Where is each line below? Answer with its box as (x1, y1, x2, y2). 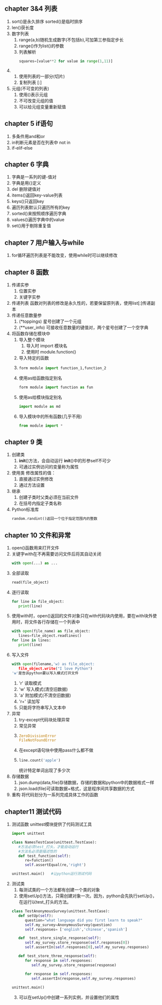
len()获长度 (11, 24, 34, 30)
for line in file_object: (11, 599, 64, 604)
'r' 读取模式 (18, 680, 42, 686)
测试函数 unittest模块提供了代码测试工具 (11, 821, 92, 827)
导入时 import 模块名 (26, 343, 68, 349)
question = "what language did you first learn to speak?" (24, 918, 143, 923)
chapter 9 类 (4, 438, 42, 446)
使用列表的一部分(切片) (18, 73, 65, 79)
